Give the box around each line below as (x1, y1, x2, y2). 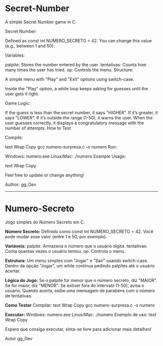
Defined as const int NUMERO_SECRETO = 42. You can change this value (5, 37, 152, 44)
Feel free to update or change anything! (5, 172, 84, 178)
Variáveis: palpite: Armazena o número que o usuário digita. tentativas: (5, 243, 148, 249)
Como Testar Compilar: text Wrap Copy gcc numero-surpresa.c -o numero (5, 302, 155, 308)
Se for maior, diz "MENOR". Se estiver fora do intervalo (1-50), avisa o (5, 282, 145, 288)
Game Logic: (5, 100, 31, 106)
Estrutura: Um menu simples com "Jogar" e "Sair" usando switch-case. (5, 258, 148, 264)
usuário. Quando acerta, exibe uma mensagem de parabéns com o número (5, 287, 155, 294)
